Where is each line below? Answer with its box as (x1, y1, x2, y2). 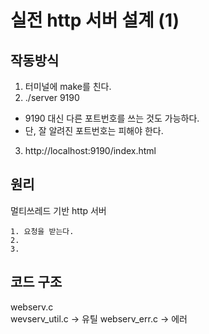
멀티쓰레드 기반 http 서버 (10, 204, 107, 216)
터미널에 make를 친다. (24, 81, 112, 92)
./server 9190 (24, 92, 80, 103)
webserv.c (10, 301, 54, 313)
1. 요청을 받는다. (10, 226, 75, 236)
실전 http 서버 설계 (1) (10, 9, 180, 32)
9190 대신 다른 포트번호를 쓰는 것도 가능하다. (24, 112, 200, 124)
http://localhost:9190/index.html (24, 145, 157, 156)
